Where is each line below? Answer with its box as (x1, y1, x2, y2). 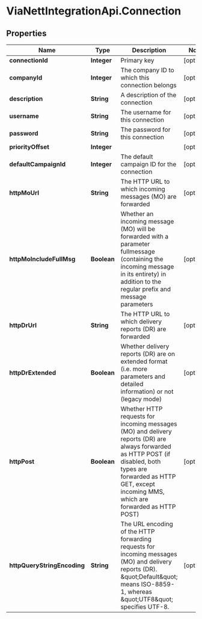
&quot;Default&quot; (120, 573, 178, 580)
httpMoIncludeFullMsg (9, 255, 76, 263)
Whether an (120, 210, 154, 218)
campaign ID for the (120, 160, 177, 168)
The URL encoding (120, 520, 173, 528)
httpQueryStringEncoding (9, 561, 85, 570)
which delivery (120, 317, 162, 326)
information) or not (120, 387, 174, 396)
